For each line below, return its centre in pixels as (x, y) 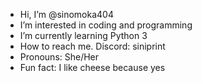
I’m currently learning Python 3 (83, 35)
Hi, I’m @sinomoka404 (66, 14)
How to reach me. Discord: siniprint (92, 46)
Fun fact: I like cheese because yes (92, 67)
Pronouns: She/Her (59, 57)
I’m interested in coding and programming (106, 25)
